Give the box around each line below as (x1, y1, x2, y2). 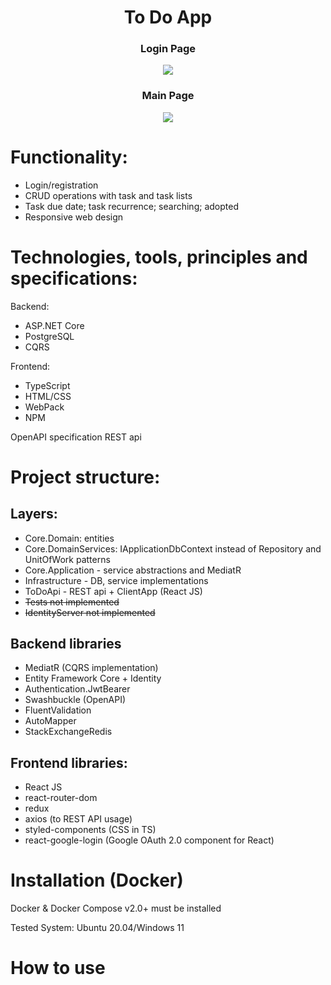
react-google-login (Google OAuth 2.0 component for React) (24, 834, 275, 846)
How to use (10, 957, 106, 980)
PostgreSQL (24, 330, 75, 342)
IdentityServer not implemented (24, 606, 156, 618)
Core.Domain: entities (24, 532, 115, 544)
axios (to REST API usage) (24, 813, 133, 825)
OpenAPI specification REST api (10, 431, 142, 443)
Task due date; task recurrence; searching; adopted (24, 200, 239, 212)
